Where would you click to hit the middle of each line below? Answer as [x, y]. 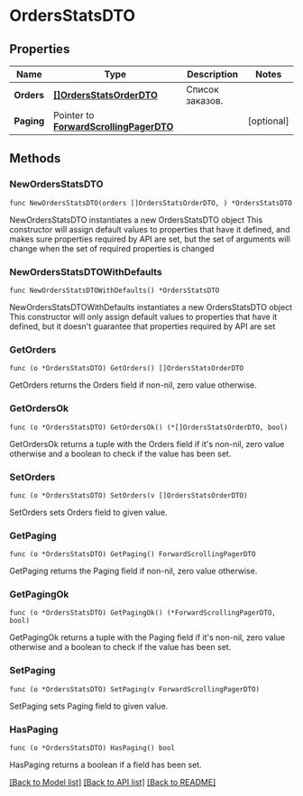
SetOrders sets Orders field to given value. [89, 512]
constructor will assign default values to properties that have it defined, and [150, 229]
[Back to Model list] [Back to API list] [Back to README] [113, 782]
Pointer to [73, 115]
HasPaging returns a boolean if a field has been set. [106, 765]
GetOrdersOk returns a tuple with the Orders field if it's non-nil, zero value [147, 444]
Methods [35, 159]
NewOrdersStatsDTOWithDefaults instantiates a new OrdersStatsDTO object [151, 307]
